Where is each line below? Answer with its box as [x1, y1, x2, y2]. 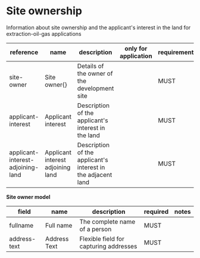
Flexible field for [79, 234, 125, 243]
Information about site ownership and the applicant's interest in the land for [6, 24, 191, 31]
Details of [77, 61, 104, 70]
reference [10, 48, 39, 56]
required [143, 207, 169, 216]
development [77, 84, 114, 92]
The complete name [79, 217, 136, 226]
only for [124, 44, 148, 52]
